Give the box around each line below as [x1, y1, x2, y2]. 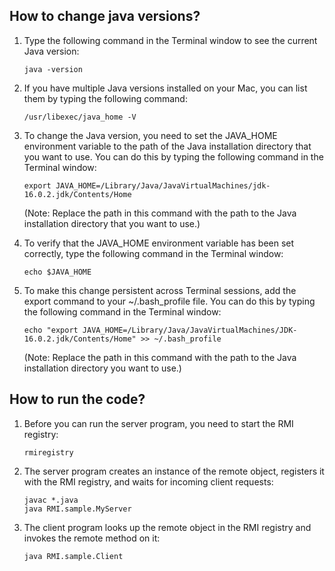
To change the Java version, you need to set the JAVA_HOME [23, 129, 278, 141]
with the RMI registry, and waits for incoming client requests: [23, 475, 274, 488]
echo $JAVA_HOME [23, 267, 92, 277]
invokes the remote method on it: [23, 532, 161, 544]
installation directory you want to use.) [23, 362, 182, 374]
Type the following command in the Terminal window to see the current [23, 34, 318, 46]
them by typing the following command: [23, 92, 188, 104]
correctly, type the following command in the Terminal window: [23, 247, 284, 259]
